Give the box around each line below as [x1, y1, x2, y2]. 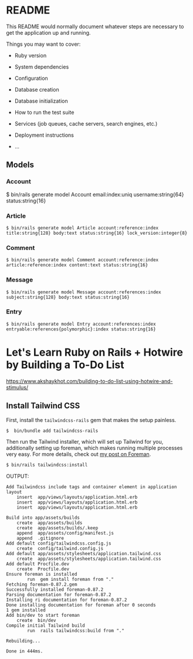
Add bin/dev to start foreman [6, 613, 80, 619]
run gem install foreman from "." [27, 576, 114, 583]
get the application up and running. [6, 29, 91, 36]
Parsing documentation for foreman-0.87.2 [6, 592, 111, 598]
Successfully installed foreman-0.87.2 [6, 587, 104, 593]
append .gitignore [16, 535, 65, 542]
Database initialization [14, 97, 69, 104]
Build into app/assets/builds [6, 515, 80, 521]
